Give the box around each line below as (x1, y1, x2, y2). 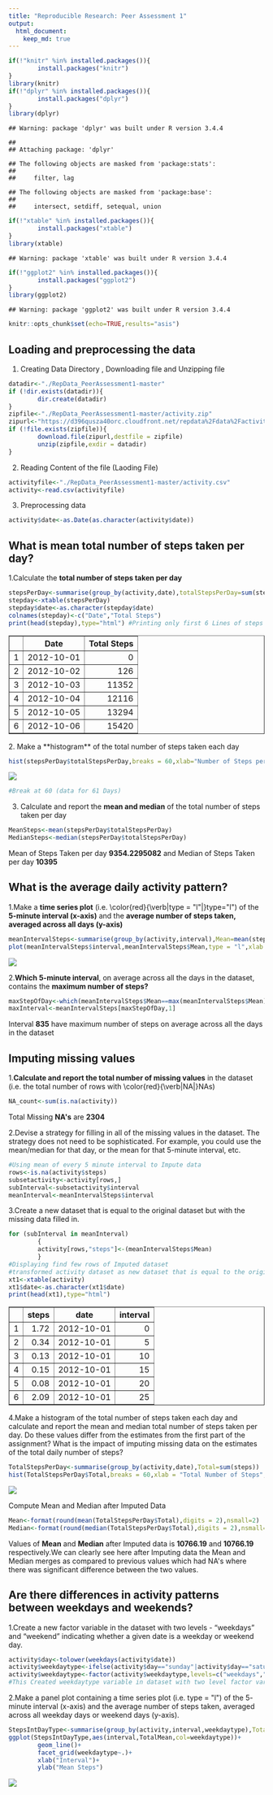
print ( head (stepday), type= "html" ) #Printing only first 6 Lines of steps (8, 619, 264, 627)
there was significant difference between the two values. (8, 1564, 199, 1574)
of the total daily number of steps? (8, 1448, 123, 1458)
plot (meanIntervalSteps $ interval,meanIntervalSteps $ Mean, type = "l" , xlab (8, 942, 264, 951)
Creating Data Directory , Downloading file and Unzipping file (19, 363, 225, 374)
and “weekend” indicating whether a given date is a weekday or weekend (8, 1631, 254, 1641)
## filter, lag (8, 174, 75, 183)
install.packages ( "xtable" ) (37, 224, 132, 233)
